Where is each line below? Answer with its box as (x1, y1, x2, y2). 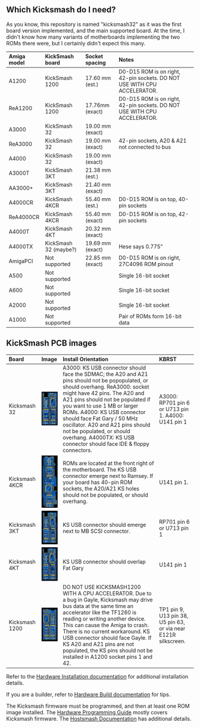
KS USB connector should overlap (62, 558, 146, 565)
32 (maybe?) (45, 246, 77, 253)
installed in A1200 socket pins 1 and (62, 653, 153, 661)
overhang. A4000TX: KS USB (62, 434, 135, 441)
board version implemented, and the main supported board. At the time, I (6, 27, 185, 34)
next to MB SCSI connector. (62, 528, 131, 535)
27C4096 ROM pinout (118, 261, 174, 268)
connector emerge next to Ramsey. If (62, 472, 154, 479)
